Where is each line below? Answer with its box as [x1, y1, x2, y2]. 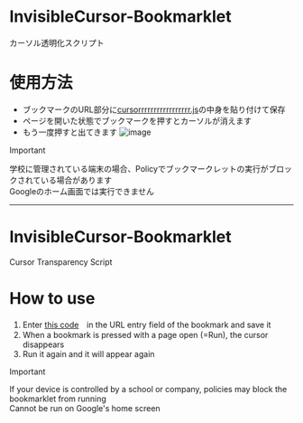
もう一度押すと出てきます [22, 127, 117, 137]
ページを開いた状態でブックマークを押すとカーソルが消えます [22, 115, 252, 126]
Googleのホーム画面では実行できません [9, 185, 155, 196]
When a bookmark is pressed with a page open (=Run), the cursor [22, 329, 269, 340]
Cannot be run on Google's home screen [9, 402, 161, 413]
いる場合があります [40, 174, 113, 185]
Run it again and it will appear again [22, 348, 155, 359]
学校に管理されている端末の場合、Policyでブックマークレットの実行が [9, 163, 269, 174]
